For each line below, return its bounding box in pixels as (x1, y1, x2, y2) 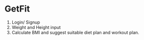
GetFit (4, 3, 30, 14)
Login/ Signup (11, 19, 40, 25)
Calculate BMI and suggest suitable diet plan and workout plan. (11, 29, 140, 35)
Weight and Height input (11, 24, 61, 30)
